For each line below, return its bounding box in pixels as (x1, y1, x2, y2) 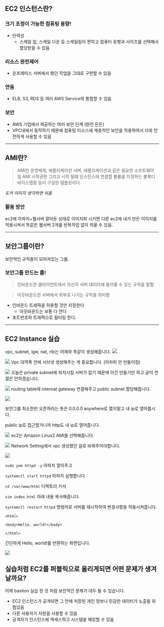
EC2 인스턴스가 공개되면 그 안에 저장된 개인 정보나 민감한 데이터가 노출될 (12, 598, 151, 604)
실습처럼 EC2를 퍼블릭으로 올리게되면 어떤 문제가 (5, 565, 143, 573)
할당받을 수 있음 (19, 45, 50, 50)
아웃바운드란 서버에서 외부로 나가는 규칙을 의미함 (17, 291, 110, 297)
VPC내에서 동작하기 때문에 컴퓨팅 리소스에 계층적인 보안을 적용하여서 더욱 (12, 127, 153, 133)
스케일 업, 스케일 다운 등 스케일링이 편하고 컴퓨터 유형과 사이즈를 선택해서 (19, 39, 159, 45)
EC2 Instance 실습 (5, 335, 60, 343)
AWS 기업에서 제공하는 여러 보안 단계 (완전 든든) (12, 121, 105, 127)
